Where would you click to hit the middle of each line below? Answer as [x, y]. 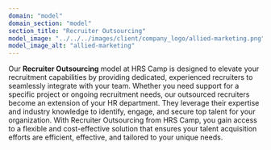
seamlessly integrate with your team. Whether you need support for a [124, 86]
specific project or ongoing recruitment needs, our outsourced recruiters [129, 94]
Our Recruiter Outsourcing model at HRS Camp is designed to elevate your [134, 69]
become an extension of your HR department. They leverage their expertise [134, 103]
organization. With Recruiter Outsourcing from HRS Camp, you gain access [133, 120]
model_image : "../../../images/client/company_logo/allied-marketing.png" [137, 38]
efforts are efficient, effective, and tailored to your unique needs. [116, 137]
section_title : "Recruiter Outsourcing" [77, 31]
